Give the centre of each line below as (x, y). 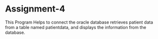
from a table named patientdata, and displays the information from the (76, 27)
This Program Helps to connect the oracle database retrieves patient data (79, 22)
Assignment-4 (35, 9)
